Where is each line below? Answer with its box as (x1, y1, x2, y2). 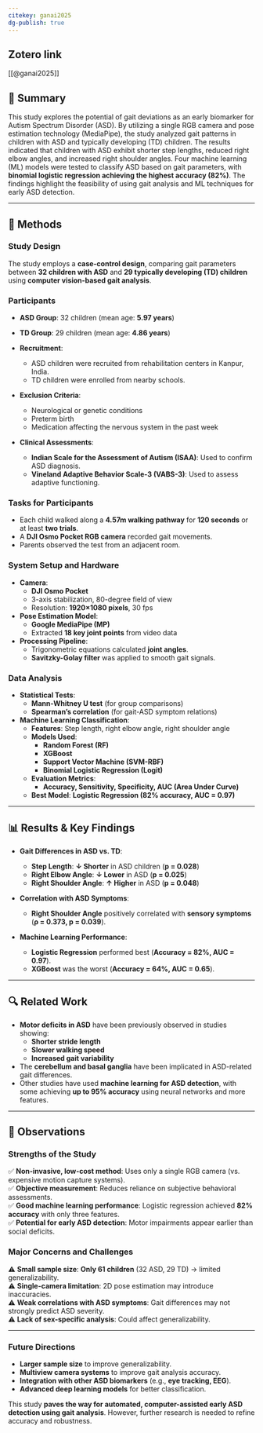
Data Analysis (8, 672, 63, 683)
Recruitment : (19, 343, 63, 353)
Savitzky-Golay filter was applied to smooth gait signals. (31, 653, 216, 662)
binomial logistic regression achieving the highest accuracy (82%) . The (8, 170, 246, 181)
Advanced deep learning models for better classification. (19, 1384, 207, 1394)
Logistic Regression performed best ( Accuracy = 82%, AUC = (31, 947, 235, 956)
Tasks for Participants (8, 498, 94, 509)
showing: (19, 1028, 49, 1037)
